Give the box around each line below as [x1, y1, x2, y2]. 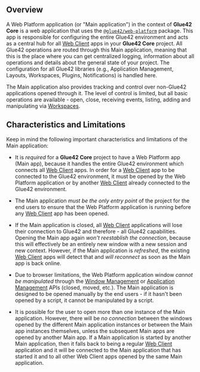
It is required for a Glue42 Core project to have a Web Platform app [14, 153, 181, 161]
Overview [6, 5, 44, 15]
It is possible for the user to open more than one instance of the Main [14, 308, 185, 315]
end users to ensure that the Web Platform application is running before [14, 203, 191, 210]
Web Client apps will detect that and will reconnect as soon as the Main [14, 253, 191, 260]
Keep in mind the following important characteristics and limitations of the [6, 135, 188, 143]
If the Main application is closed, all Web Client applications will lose [14, 221, 183, 228]
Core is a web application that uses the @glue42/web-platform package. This [6, 27, 193, 34]
